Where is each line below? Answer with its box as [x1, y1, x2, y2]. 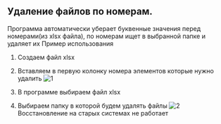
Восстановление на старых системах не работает [17, 108, 169, 117]
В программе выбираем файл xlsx [17, 87, 121, 96]
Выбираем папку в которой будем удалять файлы [17, 101, 168, 110]
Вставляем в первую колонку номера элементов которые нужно [17, 66, 215, 75]
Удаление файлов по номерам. [7, 6, 153, 18]
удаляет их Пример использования [7, 39, 114, 48]
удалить [17, 74, 42, 82]
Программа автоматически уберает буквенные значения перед [7, 24, 201, 32]
